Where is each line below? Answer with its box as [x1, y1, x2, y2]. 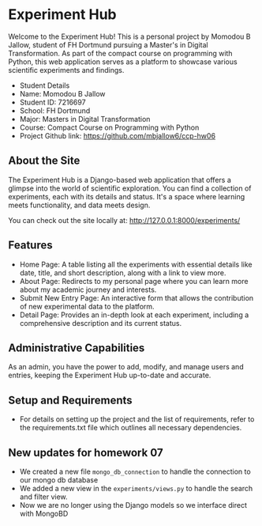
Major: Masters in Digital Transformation [19, 114, 151, 123]
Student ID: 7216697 [19, 97, 86, 107]
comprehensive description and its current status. [19, 318, 182, 327]
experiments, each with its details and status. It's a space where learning [8, 191, 245, 201]
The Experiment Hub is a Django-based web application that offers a [8, 175, 231, 184]
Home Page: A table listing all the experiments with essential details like [19, 259, 253, 269]
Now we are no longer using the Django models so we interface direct [19, 501, 247, 509]
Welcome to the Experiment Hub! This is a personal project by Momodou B [8, 32, 251, 41]
